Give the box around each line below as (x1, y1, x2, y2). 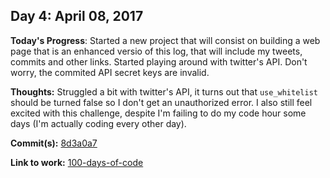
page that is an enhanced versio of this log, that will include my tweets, (10, 45, 303, 57)
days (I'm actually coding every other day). (10, 117, 187, 129)
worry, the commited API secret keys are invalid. (10, 66, 210, 78)
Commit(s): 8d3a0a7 (10, 137, 98, 149)
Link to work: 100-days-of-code (10, 156, 144, 168)
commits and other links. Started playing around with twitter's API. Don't (10, 55, 308, 68)
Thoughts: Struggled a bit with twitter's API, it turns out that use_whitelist (10, 85, 318, 98)
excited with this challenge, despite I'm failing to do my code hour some (10, 107, 307, 119)
